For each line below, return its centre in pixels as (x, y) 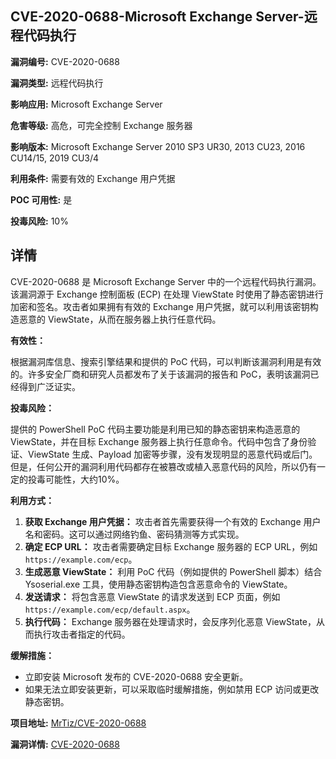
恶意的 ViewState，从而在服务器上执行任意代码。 (120, 319)
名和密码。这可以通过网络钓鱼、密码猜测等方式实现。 (134, 534)
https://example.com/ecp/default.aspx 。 (110, 609)
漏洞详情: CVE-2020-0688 (65, 744)
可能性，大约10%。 (84, 479)
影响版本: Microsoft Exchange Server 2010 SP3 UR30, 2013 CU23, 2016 (158, 146)
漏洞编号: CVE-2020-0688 (65, 61)
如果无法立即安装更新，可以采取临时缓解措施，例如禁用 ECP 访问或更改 (172, 689)
